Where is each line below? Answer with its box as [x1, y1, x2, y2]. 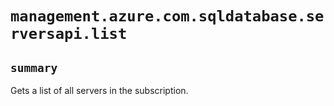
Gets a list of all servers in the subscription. [10, 85, 189, 96]
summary [10, 60, 58, 75]
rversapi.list [10, 25, 128, 44]
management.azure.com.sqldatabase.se [10, 7, 325, 26]
